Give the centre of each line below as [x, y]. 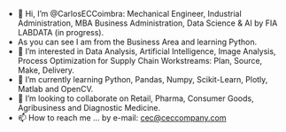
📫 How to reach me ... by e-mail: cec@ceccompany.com [122, 118]
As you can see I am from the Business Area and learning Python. [137, 42]
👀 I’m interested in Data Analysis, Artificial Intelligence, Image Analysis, [147, 51]
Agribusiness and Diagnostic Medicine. [89, 108]
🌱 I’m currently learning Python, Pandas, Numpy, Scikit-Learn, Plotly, [143, 79]
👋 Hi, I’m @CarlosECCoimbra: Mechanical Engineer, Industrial [129, 14]
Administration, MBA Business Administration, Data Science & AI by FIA [147, 23]
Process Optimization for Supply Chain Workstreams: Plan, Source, [140, 61]
